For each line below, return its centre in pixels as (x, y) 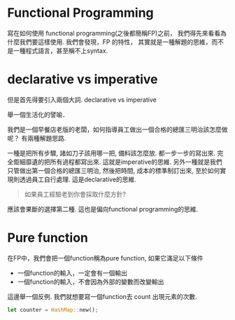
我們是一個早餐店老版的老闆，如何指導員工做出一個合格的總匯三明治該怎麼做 (117, 129)
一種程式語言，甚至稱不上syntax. (60, 50)
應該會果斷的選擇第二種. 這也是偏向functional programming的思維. (103, 209)
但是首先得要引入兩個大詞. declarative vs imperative (82, 99)
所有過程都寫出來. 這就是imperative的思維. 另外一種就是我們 (136, 162)
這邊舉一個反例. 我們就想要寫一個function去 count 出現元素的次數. (102, 296)
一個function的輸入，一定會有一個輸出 (72, 273)
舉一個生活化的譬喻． (38, 114)
